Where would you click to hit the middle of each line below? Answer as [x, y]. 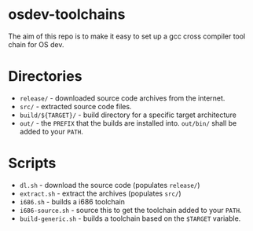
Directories [45, 77]
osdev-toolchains [67, 15]
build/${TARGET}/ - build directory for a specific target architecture [128, 115]
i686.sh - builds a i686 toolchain [72, 201]
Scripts [32, 163]
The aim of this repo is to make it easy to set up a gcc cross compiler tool [127, 36]
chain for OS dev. [36, 44]
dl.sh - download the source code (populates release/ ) [110, 185]
